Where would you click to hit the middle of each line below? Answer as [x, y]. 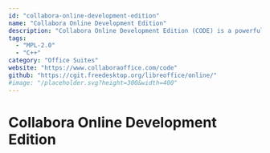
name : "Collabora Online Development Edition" [88, 23]
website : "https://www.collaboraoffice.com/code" [93, 68]
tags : [17, 38]
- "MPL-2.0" [36, 46]
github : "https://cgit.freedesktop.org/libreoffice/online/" [113, 75]
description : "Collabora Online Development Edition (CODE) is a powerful [136, 30]
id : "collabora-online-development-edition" [84, 16]
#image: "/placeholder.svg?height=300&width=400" [93, 83]
